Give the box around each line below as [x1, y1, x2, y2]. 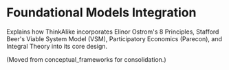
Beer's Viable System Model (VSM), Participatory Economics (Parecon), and [6, 34, 223, 43]
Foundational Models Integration [6, 5, 197, 21]
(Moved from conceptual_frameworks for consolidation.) [6, 55, 166, 63]
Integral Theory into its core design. [6, 42, 108, 50]
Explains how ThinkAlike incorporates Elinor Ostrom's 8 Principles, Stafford [6, 27, 219, 36]
